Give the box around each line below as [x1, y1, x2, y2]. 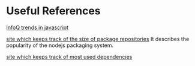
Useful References [6, 4, 101, 18]
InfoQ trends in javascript [6, 24, 69, 31]
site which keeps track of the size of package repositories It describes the [6, 35, 190, 42]
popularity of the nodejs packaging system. [6, 42, 114, 49]
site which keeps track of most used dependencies [6, 53, 133, 60]
